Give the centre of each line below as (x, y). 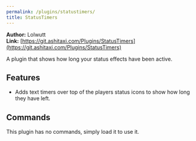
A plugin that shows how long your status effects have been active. (89, 59)
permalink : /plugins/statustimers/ (51, 12)
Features (23, 78)
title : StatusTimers (32, 17)
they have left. (32, 98)
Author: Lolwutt (26, 34)
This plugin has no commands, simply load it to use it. (73, 132)
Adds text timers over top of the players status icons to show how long (103, 92)
